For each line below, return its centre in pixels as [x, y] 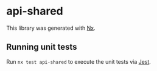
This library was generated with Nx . [51, 28]
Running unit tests [42, 47]
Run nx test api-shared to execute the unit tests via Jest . [78, 61]
